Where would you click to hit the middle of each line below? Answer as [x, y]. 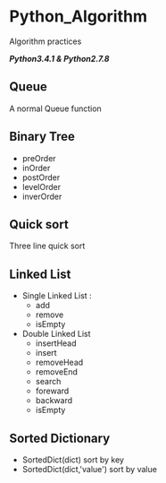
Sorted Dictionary [60, 438]
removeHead [59, 362]
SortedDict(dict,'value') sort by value [90, 469]
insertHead [56, 343]
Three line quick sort [47, 246]
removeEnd [57, 372]
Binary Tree [42, 137]
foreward [52, 391]
